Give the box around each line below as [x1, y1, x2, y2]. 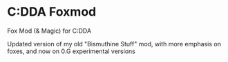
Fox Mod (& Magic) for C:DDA [7, 27, 92, 35]
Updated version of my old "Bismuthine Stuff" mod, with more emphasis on [7, 40, 221, 48]
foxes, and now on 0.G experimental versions [7, 47, 136, 55]
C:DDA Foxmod [7, 4, 97, 20]
